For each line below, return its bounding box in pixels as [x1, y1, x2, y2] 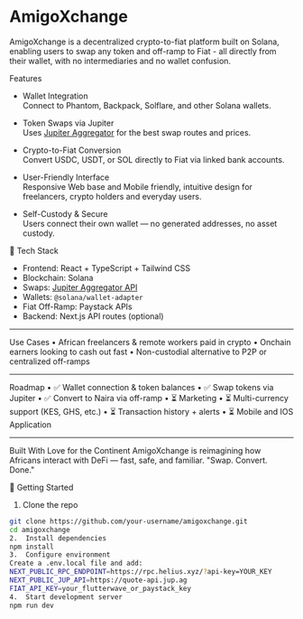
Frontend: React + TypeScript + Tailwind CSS [22, 262, 191, 273]
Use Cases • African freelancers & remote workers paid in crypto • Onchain [9, 336, 291, 347]
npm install [9, 542, 54, 551]
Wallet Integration [22, 90, 88, 101]
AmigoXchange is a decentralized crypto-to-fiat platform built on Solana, [9, 36, 280, 47]
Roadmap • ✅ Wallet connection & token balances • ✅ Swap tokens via [9, 381, 274, 392]
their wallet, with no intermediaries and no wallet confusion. [9, 55, 232, 66]
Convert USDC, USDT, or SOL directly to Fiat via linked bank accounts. [22, 154, 285, 164]
